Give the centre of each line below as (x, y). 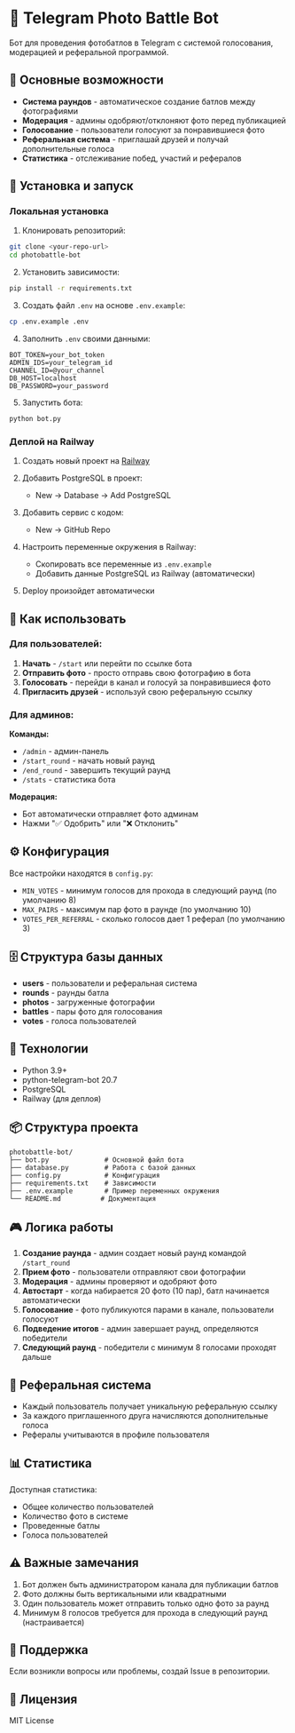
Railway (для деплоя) (62, 1098)
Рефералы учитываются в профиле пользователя (116, 1435)
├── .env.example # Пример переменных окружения (114, 1191)
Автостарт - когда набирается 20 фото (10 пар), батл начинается (146, 1291)
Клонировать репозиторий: (74, 231)
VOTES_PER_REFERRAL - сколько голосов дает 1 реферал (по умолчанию (153, 918)
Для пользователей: (56, 644)
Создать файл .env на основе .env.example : (104, 306)
